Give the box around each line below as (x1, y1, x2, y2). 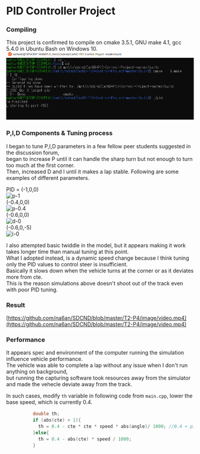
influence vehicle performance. (6, 356, 83, 363)
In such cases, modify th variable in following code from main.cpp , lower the (6, 392, 193, 400)
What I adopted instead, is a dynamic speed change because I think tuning (6, 254, 189, 262)
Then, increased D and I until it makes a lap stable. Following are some (6, 168, 179, 175)
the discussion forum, (6, 149, 60, 156)
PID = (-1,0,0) (6, 186, 39, 193)
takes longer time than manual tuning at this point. (6, 248, 129, 255)
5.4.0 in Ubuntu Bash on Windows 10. (6, 45, 98, 52)
